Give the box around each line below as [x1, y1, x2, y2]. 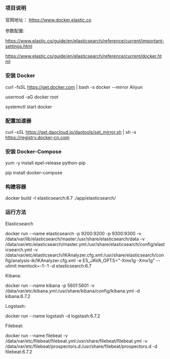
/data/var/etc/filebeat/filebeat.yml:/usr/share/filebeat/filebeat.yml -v [5, 338, 148, 344]
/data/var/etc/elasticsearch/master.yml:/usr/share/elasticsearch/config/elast [5, 241, 165, 247]
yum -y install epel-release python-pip [5, 160, 86, 166]
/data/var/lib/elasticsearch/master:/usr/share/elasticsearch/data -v [5, 236, 145, 242]
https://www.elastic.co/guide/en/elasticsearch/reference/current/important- [5, 38, 164, 44]
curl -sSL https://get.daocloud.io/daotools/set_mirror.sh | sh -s [5, 129, 137, 135]
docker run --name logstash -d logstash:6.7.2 [5, 313, 100, 319]
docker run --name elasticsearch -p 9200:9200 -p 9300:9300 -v [5, 230, 142, 236]
